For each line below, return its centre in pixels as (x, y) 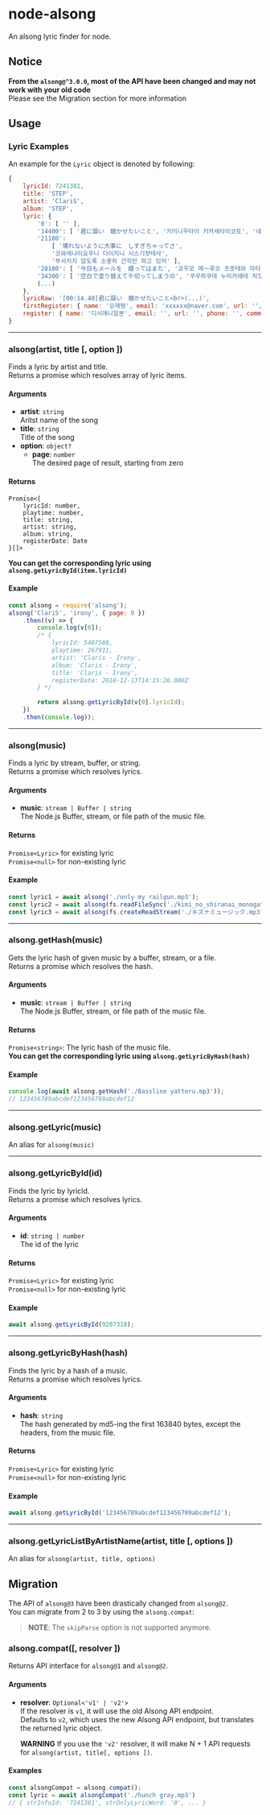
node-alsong (52, 14)
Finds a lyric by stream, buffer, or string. (75, 763)
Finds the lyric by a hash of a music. (68, 1370)
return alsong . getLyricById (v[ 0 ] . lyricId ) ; (111, 702)
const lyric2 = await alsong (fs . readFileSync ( (88, 904)
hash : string (41, 1415)
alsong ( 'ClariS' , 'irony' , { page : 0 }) (77, 613)
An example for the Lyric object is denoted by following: (102, 164)
